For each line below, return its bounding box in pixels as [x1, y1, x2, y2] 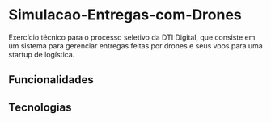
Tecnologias [8, 100, 72, 114]
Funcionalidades [8, 73, 95, 86]
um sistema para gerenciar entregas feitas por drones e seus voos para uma [8, 40, 263, 50]
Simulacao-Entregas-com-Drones [8, 6, 243, 24]
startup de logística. [8, 49, 75, 59]
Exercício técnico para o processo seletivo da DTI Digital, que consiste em [8, 32, 256, 42]
